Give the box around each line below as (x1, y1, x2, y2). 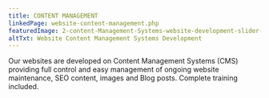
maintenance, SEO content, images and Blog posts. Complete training (8, 73, 239, 83)
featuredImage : (8, 27, 59, 35)
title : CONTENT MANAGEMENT (8, 11, 98, 20)
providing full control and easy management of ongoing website (8, 65, 219, 75)
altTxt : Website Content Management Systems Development (8, 34, 203, 43)
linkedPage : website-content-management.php (8, 19, 159, 27)
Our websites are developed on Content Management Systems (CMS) (8, 56, 239, 66)
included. (8, 82, 39, 92)
